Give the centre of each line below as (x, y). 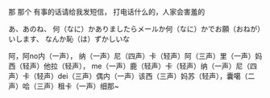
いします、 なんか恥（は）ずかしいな (69, 39)
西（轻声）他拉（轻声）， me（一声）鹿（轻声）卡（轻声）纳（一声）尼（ (129, 66)
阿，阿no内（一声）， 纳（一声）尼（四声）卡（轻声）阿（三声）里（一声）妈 (135, 56)
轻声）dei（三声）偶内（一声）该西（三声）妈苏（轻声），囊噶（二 (145, 76)
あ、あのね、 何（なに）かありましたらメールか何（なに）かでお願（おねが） (135, 29)
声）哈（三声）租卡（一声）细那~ (64, 86)
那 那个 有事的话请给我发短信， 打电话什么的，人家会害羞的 (107, 12)
